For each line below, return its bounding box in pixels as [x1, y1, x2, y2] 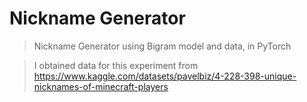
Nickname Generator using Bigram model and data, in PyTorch [33, 40, 292, 52]
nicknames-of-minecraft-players [33, 80, 169, 92]
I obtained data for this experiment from [33, 59, 199, 71]
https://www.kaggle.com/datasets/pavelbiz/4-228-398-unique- [33, 70, 297, 82]
